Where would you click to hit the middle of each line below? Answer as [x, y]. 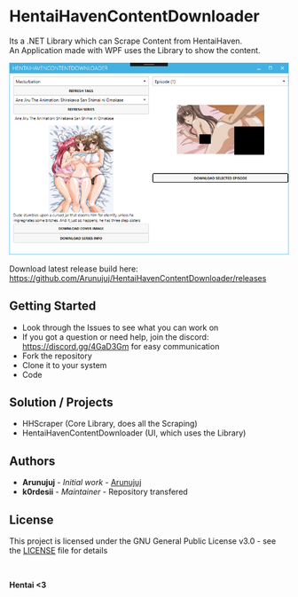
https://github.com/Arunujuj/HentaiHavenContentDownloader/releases [138, 278]
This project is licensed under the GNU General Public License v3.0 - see [143, 541]
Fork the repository [57, 356]
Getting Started [53, 306]
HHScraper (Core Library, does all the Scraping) [110, 424]
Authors [32, 461]
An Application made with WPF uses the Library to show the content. [135, 50]
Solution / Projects [61, 402]
